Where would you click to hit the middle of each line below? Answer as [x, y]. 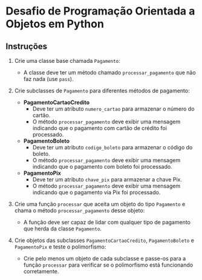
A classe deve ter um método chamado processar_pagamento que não [109, 73]
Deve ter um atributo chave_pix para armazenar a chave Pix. [107, 179]
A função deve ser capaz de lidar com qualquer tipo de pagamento [107, 222]
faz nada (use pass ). [48, 79]
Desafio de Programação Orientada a [100, 11]
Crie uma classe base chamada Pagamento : [67, 61]
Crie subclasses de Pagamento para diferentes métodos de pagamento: [102, 91]
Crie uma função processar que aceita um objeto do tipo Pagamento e [100, 204]
